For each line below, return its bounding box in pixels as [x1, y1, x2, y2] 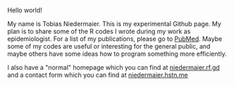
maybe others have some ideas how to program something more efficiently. [7, 49, 227, 58]
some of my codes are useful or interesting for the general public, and [7, 42, 211, 50]
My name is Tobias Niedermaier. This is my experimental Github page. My [7, 20, 222, 27]
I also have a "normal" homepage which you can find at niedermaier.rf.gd [7, 63, 220, 71]
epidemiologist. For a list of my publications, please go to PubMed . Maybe [7, 35, 223, 43]
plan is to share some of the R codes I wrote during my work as [7, 27, 191, 35]
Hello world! [7, 6, 42, 14]
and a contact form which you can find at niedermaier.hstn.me [7, 70, 188, 79]
